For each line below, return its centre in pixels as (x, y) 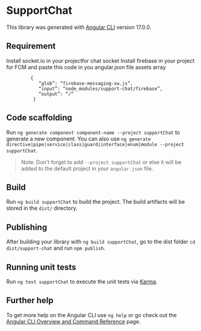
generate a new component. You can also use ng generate (79, 139)
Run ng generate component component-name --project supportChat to (93, 132)
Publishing (27, 227)
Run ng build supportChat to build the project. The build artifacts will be (96, 202)
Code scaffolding (39, 118)
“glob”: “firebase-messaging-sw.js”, (86, 83)
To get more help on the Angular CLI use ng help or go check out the (91, 315)
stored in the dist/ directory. (42, 208)
